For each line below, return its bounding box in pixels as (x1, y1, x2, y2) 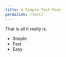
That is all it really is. (5, 25, 47, 31)
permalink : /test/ (5, 12, 43, 17)
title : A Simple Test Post (5, 7, 61, 12)
